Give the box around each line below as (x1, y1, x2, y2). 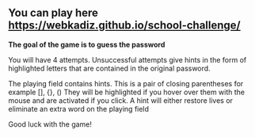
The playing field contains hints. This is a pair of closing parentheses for (8, 78, 244, 88)
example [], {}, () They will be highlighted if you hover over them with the (8, 87, 245, 97)
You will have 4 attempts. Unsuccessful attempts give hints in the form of (8, 55, 247, 64)
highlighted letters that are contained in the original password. (8, 63, 211, 73)
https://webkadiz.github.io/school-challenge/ (8, 19, 242, 32)
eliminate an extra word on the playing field (8, 104, 149, 113)
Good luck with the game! (8, 119, 93, 129)
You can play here (8, 6, 99, 20)
